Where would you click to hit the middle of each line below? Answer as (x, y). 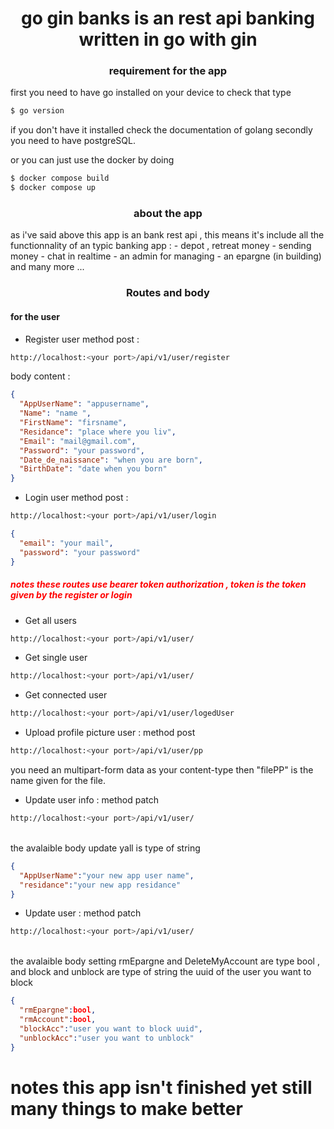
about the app (168, 214)
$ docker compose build (60, 178)
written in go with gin (168, 39)
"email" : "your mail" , (66, 543)
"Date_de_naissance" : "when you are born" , (111, 460)
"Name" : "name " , (55, 413)
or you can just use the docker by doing (92, 160)
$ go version (37, 111)
